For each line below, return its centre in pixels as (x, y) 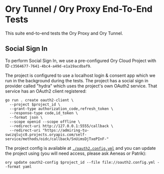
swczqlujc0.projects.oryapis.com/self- (46, 135)
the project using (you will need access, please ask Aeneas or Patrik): (76, 153)
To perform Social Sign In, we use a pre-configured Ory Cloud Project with (81, 61)
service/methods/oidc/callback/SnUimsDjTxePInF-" (57, 139)
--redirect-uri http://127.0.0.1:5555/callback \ (61, 126)
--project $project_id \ (35, 104)
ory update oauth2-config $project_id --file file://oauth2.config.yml (80, 162)
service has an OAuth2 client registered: (46, 91)
